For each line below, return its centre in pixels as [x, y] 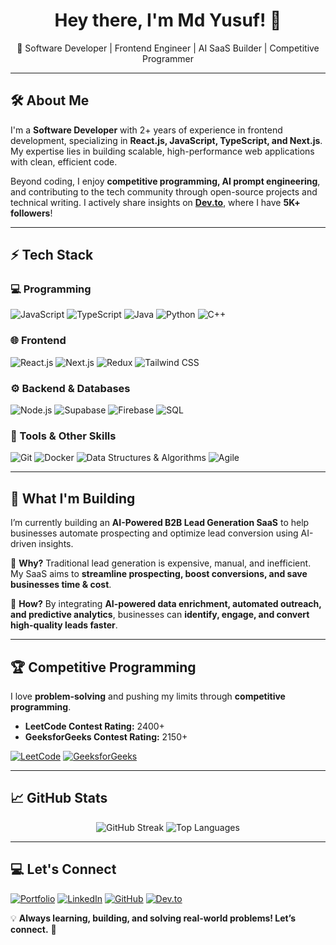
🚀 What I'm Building [73, 498]
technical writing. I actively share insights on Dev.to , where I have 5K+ [155, 202]
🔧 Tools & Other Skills [63, 436]
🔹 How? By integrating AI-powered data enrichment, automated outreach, [166, 604]
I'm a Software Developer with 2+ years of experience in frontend [146, 130]
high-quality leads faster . [64, 625]
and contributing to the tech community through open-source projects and [164, 191]
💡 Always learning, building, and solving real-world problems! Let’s [153, 918]
